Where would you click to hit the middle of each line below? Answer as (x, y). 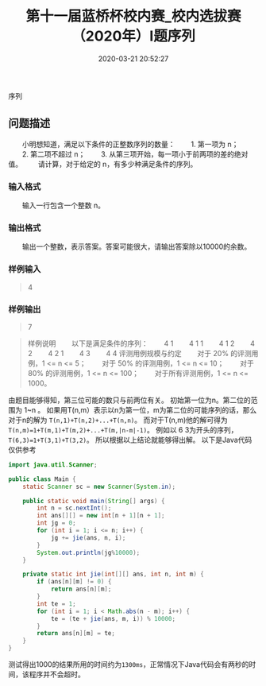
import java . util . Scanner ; (53, 465)
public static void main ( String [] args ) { (94, 501)
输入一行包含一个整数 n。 (64, 205)
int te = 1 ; (57, 604)
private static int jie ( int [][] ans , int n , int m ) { (113, 574)
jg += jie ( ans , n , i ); (88, 537)
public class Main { (42, 479)
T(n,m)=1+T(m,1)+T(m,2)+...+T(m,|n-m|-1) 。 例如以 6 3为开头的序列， (123, 429)
